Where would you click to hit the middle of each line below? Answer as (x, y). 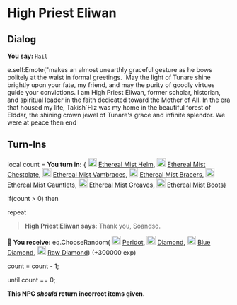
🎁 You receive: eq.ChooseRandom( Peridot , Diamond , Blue (109, 242)
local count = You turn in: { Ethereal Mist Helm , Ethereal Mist (106, 164)
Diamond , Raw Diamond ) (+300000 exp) (72, 252)
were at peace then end (42, 122)
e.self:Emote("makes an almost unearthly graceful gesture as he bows (110, 70)
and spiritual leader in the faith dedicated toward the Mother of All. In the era (119, 100)
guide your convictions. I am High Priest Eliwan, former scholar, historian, (114, 92)
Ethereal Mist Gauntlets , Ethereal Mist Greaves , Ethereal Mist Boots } (117, 185)
